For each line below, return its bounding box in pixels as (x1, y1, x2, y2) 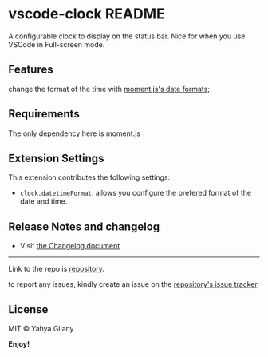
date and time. (19, 196, 68, 206)
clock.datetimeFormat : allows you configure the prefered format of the (19, 188, 252, 198)
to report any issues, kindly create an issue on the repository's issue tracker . (8, 280, 259, 289)
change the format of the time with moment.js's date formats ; (8, 84, 210, 93)
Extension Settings (8, 151, 104, 165)
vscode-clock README (8, 5, 165, 23)
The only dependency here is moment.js (8, 129, 141, 138)
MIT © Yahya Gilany (8, 324, 74, 333)
